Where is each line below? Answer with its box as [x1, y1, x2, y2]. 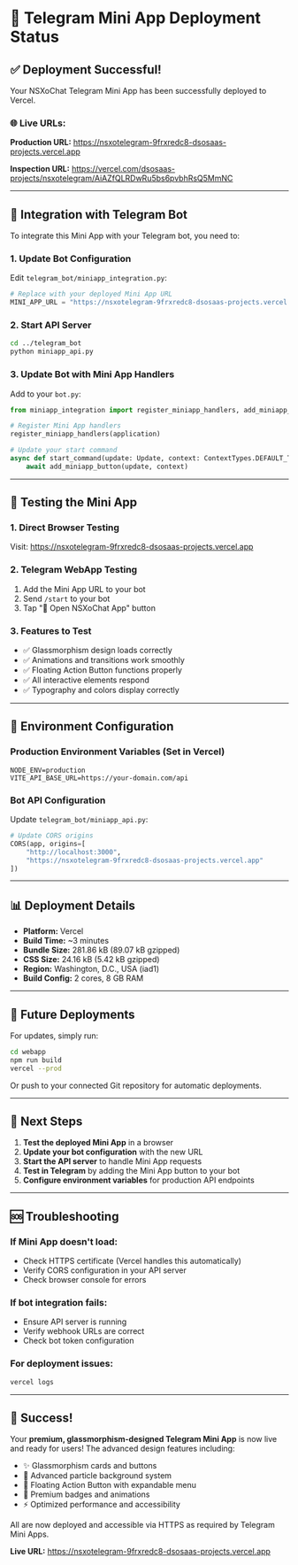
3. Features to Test [10, 624, 92, 636]
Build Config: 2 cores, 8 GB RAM [22, 973, 144, 983]
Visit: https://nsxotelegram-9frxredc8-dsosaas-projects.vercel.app [10, 542, 254, 552]
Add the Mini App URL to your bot [22, 583, 146, 594]
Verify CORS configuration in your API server [22, 1265, 187, 1276]
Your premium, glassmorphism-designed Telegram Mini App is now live [10, 1434, 278, 1445]
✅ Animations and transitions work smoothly [22, 655, 185, 666]
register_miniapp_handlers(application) [10, 429, 162, 439]
